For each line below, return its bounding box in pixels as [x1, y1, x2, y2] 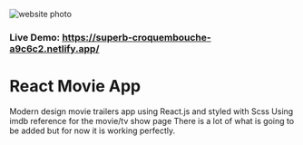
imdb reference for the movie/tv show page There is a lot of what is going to [9, 115, 295, 126]
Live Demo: [9, 31, 61, 43]
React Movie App [9, 76, 142, 97]
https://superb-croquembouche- [62, 31, 211, 43]
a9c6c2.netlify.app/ [9, 42, 100, 54]
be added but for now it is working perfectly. [9, 125, 175, 136]
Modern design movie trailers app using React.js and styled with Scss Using [9, 105, 294, 117]
